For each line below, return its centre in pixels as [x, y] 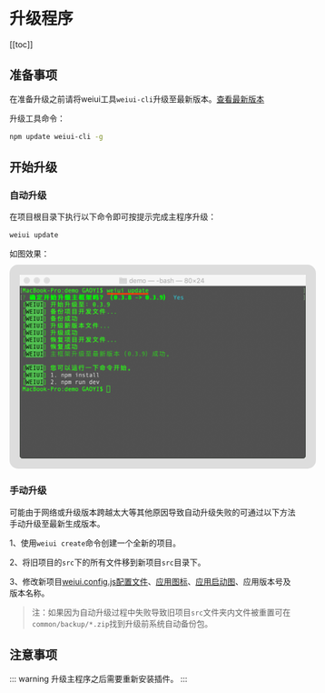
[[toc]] [21, 44]
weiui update [34, 236]
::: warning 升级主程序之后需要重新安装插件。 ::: [98, 678]
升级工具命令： [37, 118]
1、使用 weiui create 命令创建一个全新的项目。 [95, 543]
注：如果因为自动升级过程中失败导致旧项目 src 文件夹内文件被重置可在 [161, 612]
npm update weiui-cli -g [56, 136]
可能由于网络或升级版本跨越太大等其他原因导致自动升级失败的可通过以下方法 [153, 512]
